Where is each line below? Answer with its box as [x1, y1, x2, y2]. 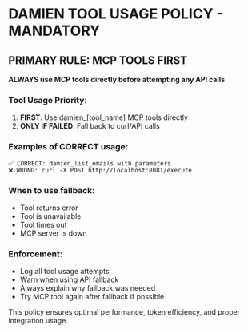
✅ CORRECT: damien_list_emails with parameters [8, 159, 172, 168]
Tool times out [19, 220, 67, 229]
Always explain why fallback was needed [19, 283, 156, 293]
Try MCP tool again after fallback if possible [19, 292, 165, 302]
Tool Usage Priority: [8, 94, 88, 105]
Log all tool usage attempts [19, 267, 110, 276]
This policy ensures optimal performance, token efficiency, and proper [8, 307, 241, 317]
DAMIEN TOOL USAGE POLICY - [8, 5, 224, 23]
